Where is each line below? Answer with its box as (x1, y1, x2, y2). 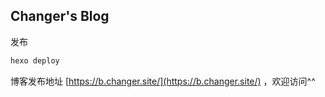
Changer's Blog (10, 8, 110, 25)
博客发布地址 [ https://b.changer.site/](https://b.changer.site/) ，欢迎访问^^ (10, 75, 316, 87)
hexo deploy (10, 55, 60, 66)
